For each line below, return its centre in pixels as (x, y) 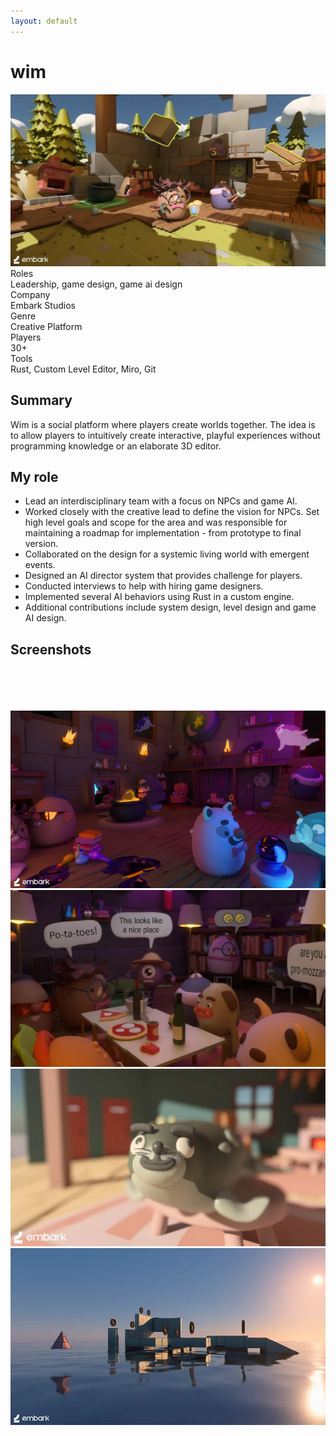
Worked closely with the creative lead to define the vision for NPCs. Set (172, 512)
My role (34, 476)
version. (41, 544)
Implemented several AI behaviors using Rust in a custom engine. (159, 597)
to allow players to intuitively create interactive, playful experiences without (165, 435)
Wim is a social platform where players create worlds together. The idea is (163, 424)
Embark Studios (43, 305)
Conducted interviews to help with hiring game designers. (144, 586)
